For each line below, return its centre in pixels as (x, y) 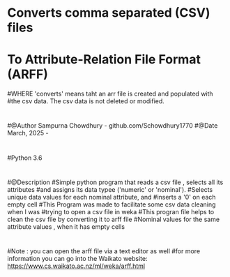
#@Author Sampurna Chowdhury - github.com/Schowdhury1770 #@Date (113, 126)
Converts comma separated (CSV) (109, 13)
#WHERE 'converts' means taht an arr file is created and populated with (110, 94)
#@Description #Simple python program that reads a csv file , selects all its (115, 182)
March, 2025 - (28, 133)
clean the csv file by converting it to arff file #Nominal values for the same (114, 219)
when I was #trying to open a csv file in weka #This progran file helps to (111, 211)
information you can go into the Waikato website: (77, 258)
